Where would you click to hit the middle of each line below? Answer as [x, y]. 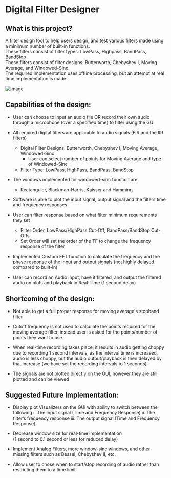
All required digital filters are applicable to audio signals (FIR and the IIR [88, 132]
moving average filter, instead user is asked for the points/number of [85, 332]
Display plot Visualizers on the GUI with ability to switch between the [85, 407]
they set [21, 220]
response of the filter [42, 246]
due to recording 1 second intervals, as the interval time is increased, [85, 352]
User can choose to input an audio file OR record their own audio [81, 117]
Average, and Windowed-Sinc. [38, 68]
